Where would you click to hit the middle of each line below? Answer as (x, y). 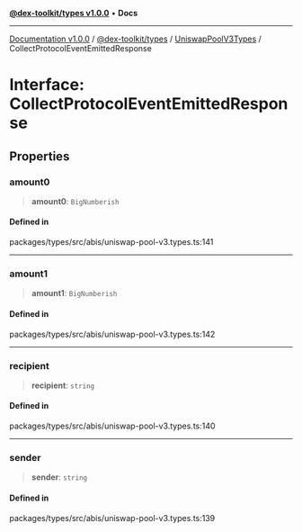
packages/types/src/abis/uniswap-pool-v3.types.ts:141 (111, 242)
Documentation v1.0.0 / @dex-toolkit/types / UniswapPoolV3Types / (136, 39)
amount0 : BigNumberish (75, 201)
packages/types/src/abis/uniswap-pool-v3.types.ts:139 (112, 518)
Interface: (47, 85)
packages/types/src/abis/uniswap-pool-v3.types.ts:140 (112, 426)
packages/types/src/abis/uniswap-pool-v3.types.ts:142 (112, 334)
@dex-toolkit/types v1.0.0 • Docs (74, 13)
